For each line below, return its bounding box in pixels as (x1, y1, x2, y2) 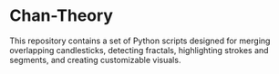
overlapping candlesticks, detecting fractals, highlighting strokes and (9, 44, 269, 55)
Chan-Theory (9, 5, 114, 26)
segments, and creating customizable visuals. (9, 54, 181, 65)
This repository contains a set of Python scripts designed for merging (9, 35, 271, 46)
